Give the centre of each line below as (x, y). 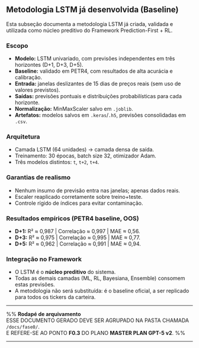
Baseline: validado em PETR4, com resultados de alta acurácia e (94, 71)
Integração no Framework (44, 259)
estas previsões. (35, 285)
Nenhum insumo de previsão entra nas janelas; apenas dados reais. (97, 190)
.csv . (21, 121)
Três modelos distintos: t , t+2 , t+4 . (57, 162)
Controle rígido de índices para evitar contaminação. (79, 203)
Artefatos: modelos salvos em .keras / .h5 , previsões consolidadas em (100, 115)
